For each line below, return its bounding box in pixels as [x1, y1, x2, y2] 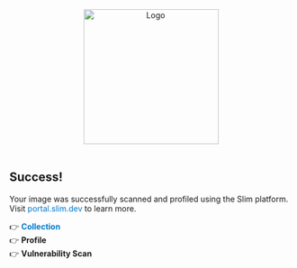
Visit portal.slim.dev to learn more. [9, 202, 137, 214]
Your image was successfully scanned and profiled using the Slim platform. [9, 193, 289, 204]
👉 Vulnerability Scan [9, 247, 93, 259]
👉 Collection [9, 220, 61, 232]
